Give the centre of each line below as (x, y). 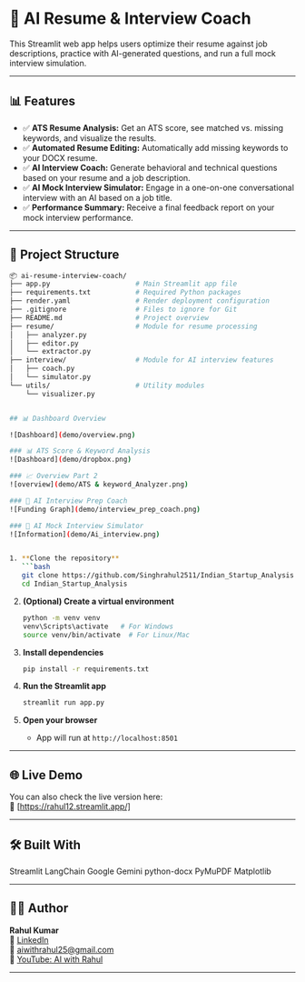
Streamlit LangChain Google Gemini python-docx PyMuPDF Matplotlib (141, 871)
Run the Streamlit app (64, 686)
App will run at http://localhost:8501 (107, 738)
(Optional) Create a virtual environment (98, 601)
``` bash (36, 567)
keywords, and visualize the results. (89, 138)
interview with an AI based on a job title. (97, 197)
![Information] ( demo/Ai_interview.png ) (85, 534)
